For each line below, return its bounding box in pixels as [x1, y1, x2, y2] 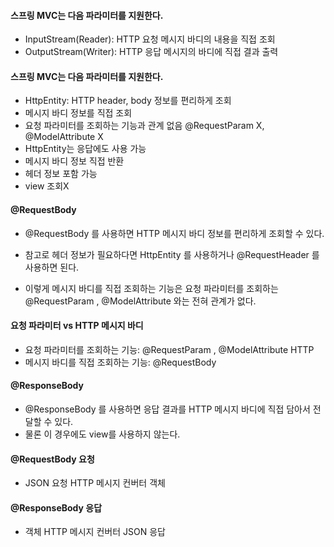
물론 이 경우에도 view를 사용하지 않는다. [24, 428, 181, 440]
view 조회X [24, 180, 70, 192]
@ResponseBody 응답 [10, 501, 103, 514]
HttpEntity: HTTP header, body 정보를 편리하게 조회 [24, 95, 232, 107]
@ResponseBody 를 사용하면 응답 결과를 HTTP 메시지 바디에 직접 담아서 [24, 403, 311, 415]
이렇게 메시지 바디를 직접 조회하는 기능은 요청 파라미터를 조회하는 [24, 282, 279, 294]
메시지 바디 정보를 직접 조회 [24, 107, 133, 119]
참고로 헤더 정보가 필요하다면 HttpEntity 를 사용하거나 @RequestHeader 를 [24, 248, 320, 260]
